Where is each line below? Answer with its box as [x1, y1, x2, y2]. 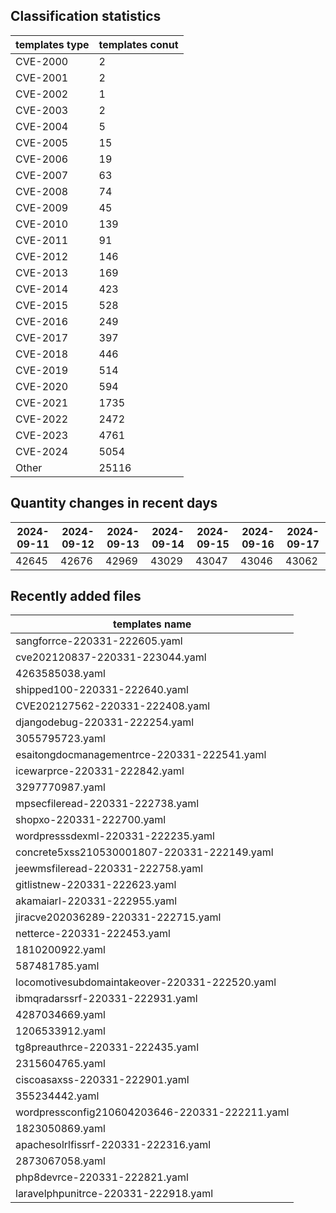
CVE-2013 [15, 265, 69, 279]
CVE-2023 [15, 428, 69, 442]
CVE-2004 [15, 119, 69, 133]
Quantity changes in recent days [10, 495, 218, 512]
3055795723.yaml [15, 732, 106, 746]
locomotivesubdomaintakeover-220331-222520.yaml [15, 975, 277, 989]
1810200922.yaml [15, 943, 106, 957]
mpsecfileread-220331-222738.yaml [15, 797, 200, 811]
